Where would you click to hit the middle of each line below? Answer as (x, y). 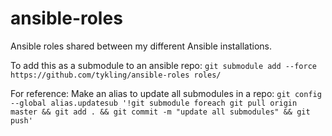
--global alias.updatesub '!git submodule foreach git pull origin (154, 103)
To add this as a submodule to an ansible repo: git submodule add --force (163, 65)
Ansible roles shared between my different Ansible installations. (141, 46)
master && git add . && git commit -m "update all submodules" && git (160, 112)
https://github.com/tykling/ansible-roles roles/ (116, 75)
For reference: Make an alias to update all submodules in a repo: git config (166, 93)
